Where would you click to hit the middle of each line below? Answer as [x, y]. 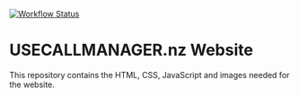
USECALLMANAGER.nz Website [132, 50]
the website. [32, 84]
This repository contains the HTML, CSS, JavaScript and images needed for [149, 75]
